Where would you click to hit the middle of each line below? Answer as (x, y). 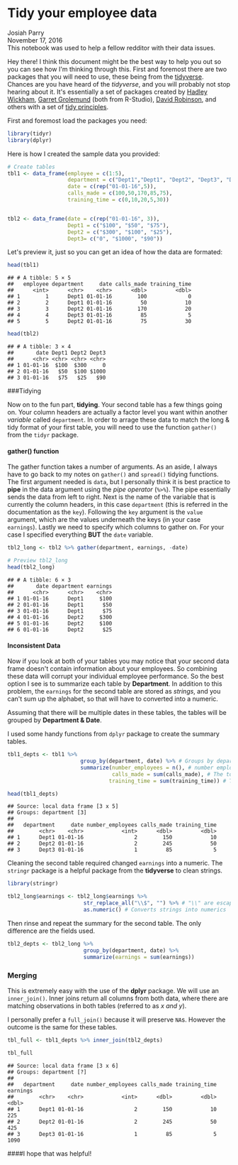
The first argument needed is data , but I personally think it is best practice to (119, 482)
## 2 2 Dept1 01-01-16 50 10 (100, 303)
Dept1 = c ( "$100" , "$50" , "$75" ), (119, 225)
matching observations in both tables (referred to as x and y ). (97, 1005)
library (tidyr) (30, 133)
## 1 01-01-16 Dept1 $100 (60, 599)
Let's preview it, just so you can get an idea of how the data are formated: (115, 252)
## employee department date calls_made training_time (100, 284)
